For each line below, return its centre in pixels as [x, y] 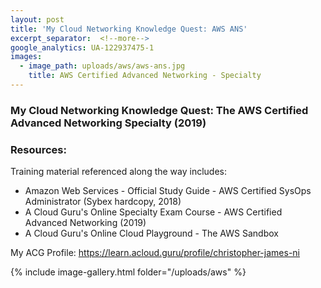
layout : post [37, 19]
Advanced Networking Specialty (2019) [108, 123]
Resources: [38, 149]
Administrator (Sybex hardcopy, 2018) [103, 202]
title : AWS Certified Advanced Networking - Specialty [145, 76]
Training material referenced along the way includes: [119, 172]
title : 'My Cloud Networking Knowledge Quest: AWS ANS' [129, 29]
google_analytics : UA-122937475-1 [82, 47]
